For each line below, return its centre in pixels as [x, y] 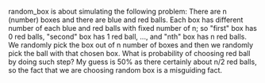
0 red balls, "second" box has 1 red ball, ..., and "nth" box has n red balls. [128, 36]
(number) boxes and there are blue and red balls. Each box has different [126, 20]
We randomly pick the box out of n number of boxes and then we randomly [131, 45]
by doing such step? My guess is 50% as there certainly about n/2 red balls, [132, 62]
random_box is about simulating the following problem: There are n [118, 11]
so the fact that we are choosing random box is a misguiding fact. [115, 70]
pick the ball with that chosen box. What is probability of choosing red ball [129, 53]
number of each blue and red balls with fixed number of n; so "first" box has [133, 28]
